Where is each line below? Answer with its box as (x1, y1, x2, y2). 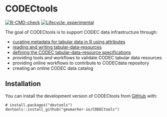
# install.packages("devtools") (5, 103, 72, 108)
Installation (5, 80, 41, 88)
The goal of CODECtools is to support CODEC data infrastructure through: (5, 29, 158, 35)
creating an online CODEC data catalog (12, 65, 93, 71)
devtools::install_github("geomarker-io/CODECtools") (5, 107, 120, 112)
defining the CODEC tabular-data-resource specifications (12, 49, 131, 55)
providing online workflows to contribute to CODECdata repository (12, 60, 149, 66)
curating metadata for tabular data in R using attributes (12, 38, 125, 45)
